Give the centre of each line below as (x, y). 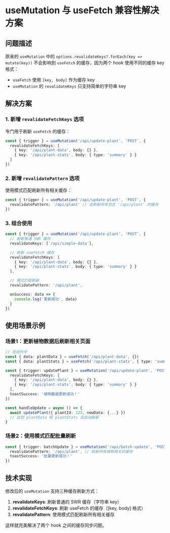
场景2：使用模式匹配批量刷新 (40, 436)
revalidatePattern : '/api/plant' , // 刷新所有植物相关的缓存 (71, 452)
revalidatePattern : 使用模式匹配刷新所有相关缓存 (63, 514)
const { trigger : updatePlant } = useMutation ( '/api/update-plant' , (79, 371)
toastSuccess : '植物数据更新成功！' (45, 394)
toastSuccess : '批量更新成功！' (41, 456)
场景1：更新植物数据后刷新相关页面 (48, 341)
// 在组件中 (16, 352)
